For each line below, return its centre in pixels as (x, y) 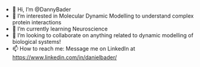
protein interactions (37, 22)
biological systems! (36, 42)
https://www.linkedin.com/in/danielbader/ (65, 57)
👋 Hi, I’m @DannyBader (42, 9)
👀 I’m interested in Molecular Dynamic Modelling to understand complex (103, 16)
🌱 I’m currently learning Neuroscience (60, 29)
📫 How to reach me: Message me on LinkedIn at (74, 48)
